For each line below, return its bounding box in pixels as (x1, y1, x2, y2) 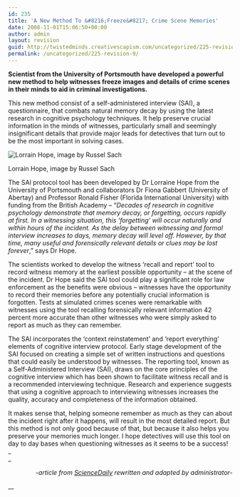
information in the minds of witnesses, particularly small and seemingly (8, 121, 216, 130)
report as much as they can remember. (8, 320, 122, 329)
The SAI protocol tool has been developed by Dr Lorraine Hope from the (8, 178, 220, 186)
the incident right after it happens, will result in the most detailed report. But (8, 416, 230, 425)
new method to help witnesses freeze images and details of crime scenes (8, 77, 230, 86)
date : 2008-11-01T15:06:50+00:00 (8, 24, 108, 31)
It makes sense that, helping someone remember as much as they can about (8, 409, 233, 417)
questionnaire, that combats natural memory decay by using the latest (8, 106, 214, 115)
